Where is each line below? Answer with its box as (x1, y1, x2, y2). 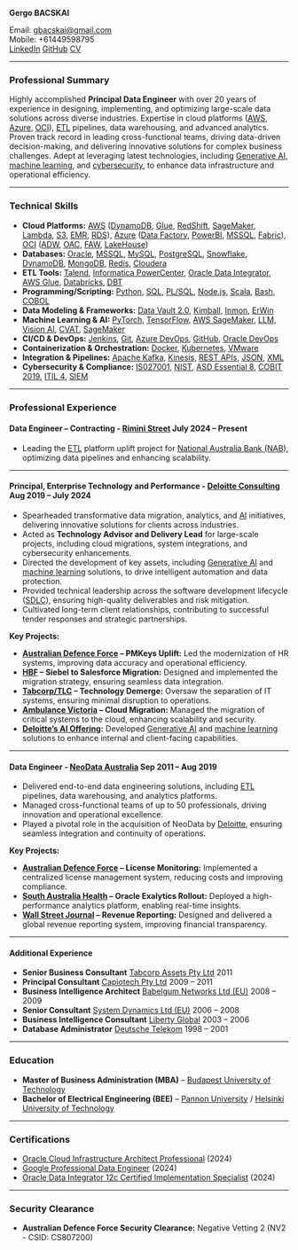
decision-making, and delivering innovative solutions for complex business (9, 141, 282, 152)
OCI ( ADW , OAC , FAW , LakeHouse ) (21, 238, 149, 249)
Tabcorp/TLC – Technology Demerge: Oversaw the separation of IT (21, 685, 272, 696)
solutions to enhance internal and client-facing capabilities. (21, 732, 239, 743)
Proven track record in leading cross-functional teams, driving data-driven (9, 132, 281, 143)
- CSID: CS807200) (21, 1232, 93, 1243)
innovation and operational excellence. (21, 809, 164, 820)
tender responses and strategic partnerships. (21, 613, 188, 624)
